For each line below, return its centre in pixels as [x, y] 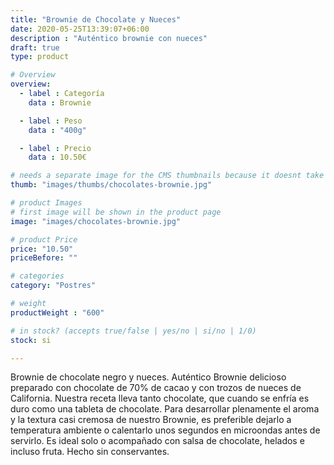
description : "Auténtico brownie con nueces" [109, 38]
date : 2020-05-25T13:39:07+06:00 [80, 29]
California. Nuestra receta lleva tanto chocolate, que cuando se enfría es [160, 398]
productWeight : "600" [57, 312]
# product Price [44, 239]
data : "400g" [57, 130]
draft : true [35, 47]
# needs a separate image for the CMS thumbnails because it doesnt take [167, 176]
